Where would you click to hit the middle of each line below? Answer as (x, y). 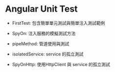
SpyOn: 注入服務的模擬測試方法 (44, 33)
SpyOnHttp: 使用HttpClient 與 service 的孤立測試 (61, 64)
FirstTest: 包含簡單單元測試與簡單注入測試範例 (58, 23)
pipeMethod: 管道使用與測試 (41, 44)
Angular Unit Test (41, 9)
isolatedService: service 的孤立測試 (48, 54)
